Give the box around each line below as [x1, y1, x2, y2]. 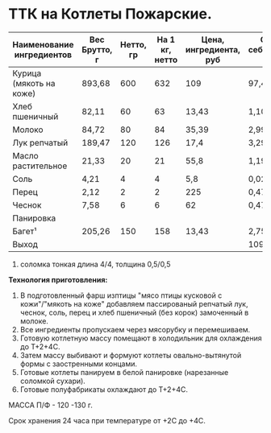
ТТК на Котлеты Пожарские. [8, 5, 212, 23]
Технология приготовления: [8, 274, 108, 284]
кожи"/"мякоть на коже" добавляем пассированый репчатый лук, [19, 299, 248, 308]
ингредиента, [185, 43, 240, 55]
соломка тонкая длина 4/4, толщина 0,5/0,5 [19, 259, 171, 269]
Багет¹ [12, 225, 37, 237]
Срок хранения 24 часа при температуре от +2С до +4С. [8, 415, 206, 425]
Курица [12, 68, 42, 79]
